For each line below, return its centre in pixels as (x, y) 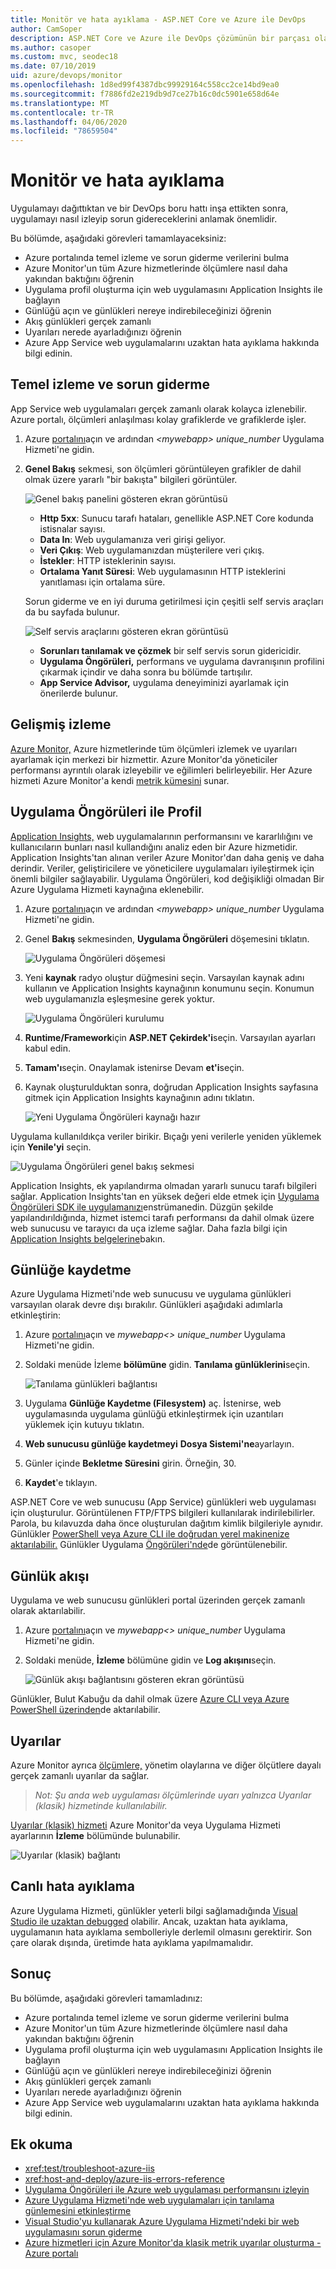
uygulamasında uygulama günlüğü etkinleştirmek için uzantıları (154, 1414)
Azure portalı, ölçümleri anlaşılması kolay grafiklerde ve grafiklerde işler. (158, 419)
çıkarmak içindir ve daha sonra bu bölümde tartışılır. (146, 672)
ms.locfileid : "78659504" (64, 131)
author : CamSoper (46, 29)
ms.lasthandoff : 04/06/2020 (69, 122)
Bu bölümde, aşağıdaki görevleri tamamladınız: (106, 1998)
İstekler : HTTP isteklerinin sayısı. (108, 560)
